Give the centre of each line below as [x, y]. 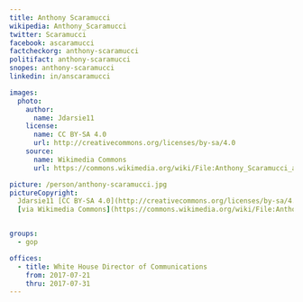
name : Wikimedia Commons [80, 160]
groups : [24, 234]
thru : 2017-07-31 [58, 284]
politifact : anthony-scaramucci [70, 59]
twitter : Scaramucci [48, 34]
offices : [26, 258]
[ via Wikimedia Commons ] [64, 210]
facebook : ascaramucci [52, 43]
